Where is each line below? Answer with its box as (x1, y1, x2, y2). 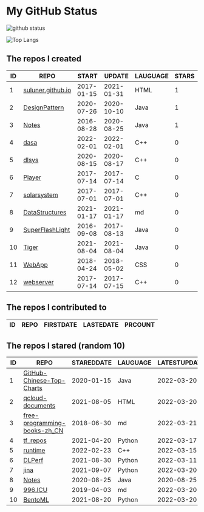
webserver (23, 278, 54, 286)
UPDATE (104, 72, 129, 80)
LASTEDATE (83, 320, 119, 329)
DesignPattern (23, 103, 64, 112)
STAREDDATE (72, 358, 112, 367)
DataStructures (23, 208, 67, 216)
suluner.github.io (23, 86, 72, 94)
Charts (23, 384, 42, 392)
